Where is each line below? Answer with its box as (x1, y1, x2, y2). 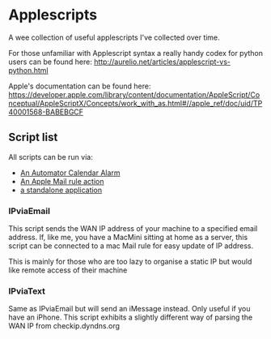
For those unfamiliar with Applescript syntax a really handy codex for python (8, 48, 264, 58)
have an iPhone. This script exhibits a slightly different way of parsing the (8, 312, 253, 322)
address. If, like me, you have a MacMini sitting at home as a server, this (8, 233, 248, 242)
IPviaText (8, 285, 46, 297)
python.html (8, 65, 49, 75)
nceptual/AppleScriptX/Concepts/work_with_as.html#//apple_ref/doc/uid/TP (8, 98, 263, 108)
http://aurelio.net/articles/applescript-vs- (94, 57, 231, 67)
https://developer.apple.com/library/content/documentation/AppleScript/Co (8, 89, 260, 99)
